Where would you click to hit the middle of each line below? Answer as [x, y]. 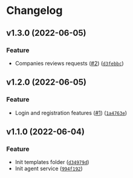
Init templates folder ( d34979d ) [52, 162]
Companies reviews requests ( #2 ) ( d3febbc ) [69, 63]
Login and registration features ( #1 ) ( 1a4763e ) [71, 113]
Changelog [34, 11]
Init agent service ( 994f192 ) [49, 169]
